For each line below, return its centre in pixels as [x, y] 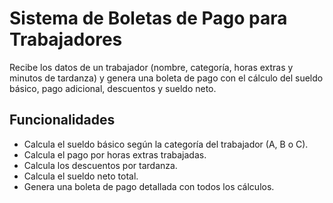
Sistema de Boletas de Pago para [148, 18]
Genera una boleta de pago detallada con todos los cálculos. [149, 186]
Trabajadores [66, 39]
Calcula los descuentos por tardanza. [100, 165]
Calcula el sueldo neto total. [81, 176]
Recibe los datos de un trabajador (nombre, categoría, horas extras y [151, 67]
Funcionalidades [62, 120]
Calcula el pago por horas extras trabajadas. [115, 154]
